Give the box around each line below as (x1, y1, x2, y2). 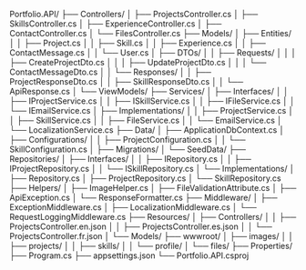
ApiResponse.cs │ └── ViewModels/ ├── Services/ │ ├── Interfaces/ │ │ (9, 86, 289, 96)
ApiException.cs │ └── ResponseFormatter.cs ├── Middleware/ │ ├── (9, 192, 278, 203)
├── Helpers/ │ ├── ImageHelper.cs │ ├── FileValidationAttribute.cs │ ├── (9, 183, 297, 193)
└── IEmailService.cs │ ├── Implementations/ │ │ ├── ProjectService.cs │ (9, 105, 294, 115)
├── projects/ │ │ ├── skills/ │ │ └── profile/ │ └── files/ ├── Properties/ (9, 241, 293, 251)
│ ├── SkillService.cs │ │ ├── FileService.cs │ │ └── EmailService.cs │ (9, 115, 282, 125)
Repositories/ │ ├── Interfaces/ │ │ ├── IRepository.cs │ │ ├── (9, 154, 252, 164)
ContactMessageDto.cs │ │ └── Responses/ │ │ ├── (9, 66, 212, 77)
